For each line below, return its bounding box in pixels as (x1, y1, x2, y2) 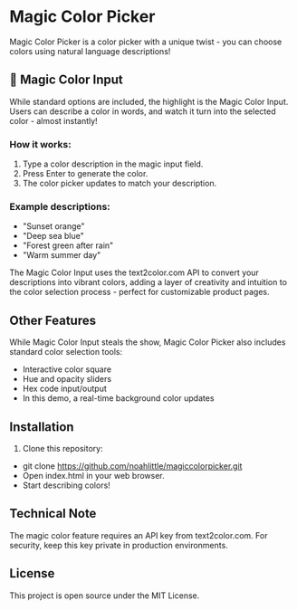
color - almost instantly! (9, 115, 98, 126)
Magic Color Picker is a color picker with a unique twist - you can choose (9, 36, 283, 47)
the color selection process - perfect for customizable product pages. (9, 287, 270, 298)
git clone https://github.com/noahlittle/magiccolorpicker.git (22, 460, 243, 472)
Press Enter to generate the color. (22, 168, 148, 179)
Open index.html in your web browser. (22, 470, 165, 481)
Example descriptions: (9, 200, 110, 213)
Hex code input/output (22, 383, 107, 395)
